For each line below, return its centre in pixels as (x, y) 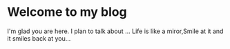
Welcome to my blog (67, 12)
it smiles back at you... (39, 38)
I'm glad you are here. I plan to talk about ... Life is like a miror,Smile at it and (115, 31)
